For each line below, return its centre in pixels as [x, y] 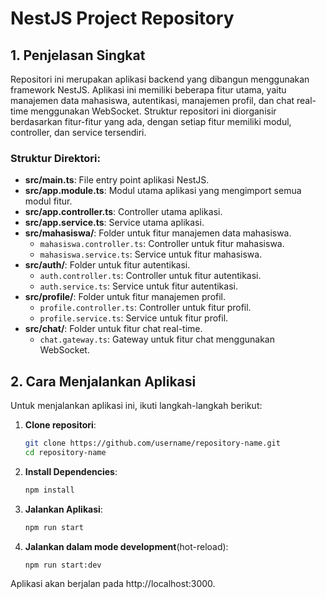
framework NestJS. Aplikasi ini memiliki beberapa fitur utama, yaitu [148, 90]
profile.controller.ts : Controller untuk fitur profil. [145, 308]
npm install [49, 490]
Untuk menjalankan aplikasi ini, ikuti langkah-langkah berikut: [136, 406]
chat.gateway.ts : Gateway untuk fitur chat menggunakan [157, 339]
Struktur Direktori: [55, 158]
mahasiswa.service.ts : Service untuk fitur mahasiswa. [151, 254]
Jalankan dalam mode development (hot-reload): [126, 546]
